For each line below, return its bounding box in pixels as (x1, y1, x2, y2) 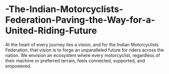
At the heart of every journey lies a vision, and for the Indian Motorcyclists (5, 41, 159, 47)
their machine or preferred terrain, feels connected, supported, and (5, 57, 145, 63)
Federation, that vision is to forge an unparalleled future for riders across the (5, 47, 164, 53)
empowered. (5, 63, 32, 69)
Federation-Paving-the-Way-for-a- (5, 14, 155, 26)
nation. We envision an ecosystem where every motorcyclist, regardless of (5, 52, 160, 58)
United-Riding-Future (5, 25, 97, 36)
